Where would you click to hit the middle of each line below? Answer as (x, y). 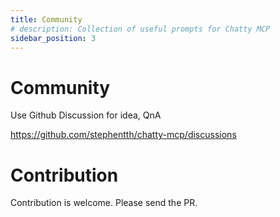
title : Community (46, 19)
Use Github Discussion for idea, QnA (86, 115)
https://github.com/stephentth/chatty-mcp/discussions (123, 135)
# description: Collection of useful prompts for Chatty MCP (140, 29)
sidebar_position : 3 (53, 38)
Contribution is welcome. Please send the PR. (104, 203)
